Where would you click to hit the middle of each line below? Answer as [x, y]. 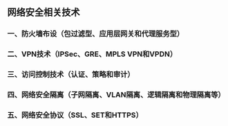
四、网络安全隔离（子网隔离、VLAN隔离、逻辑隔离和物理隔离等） [116, 95]
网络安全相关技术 [44, 12]
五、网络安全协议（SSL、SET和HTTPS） [75, 115]
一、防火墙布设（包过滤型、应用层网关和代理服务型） [96, 34]
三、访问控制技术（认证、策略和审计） [71, 75]
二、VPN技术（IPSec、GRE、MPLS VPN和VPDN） [92, 54]
